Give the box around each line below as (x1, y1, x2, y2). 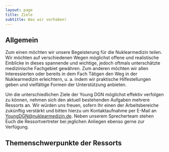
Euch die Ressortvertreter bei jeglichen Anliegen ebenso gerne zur (5, 118, 145, 125)
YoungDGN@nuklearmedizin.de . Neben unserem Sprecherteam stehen (5, 113, 154, 119)
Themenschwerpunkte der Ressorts (5, 138, 122, 147)
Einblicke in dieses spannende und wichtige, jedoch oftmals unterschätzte (5, 60, 161, 66)
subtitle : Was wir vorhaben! (5, 17, 67, 22)
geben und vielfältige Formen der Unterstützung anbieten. (5, 82, 127, 88)
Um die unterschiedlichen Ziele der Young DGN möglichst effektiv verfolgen (5, 92, 164, 98)
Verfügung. (5, 124, 29, 130)
